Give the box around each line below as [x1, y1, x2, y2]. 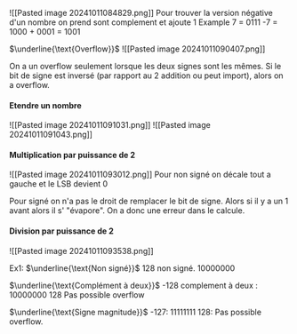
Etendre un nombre [9, 99, 82, 110]
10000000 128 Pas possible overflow [9, 289, 145, 300]
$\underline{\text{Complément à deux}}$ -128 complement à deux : [9, 280, 258, 290]
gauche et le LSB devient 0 [9, 179, 108, 189]
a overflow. [9, 80, 51, 90]
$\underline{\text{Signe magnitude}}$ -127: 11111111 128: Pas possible [9, 306, 262, 317]
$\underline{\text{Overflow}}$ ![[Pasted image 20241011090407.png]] [9, 44, 266, 54]
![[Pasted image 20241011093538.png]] [9, 245, 154, 256]
